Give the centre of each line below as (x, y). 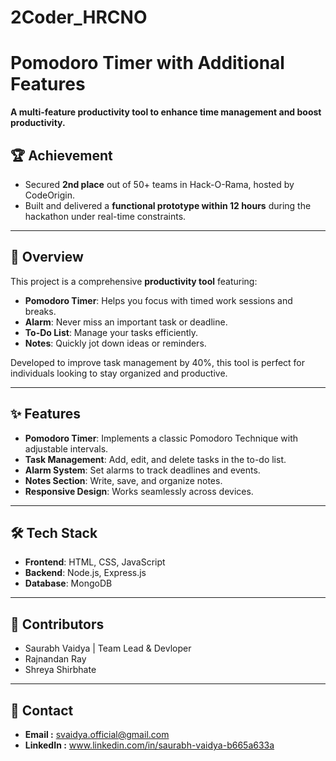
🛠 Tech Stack (54, 532)
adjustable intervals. (66, 448)
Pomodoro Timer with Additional (147, 63)
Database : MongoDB (68, 583)
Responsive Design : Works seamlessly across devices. (139, 491)
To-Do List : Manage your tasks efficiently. (111, 332)
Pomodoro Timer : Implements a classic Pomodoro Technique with (161, 438)
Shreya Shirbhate (60, 670)
